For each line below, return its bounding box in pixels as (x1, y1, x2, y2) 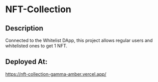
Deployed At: (5, 58, 47, 66)
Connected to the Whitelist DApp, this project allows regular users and (5, 37, 153, 43)
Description (5, 24, 43, 33)
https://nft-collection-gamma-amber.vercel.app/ (5, 71, 107, 77)
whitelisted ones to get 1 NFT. (5, 43, 68, 49)
